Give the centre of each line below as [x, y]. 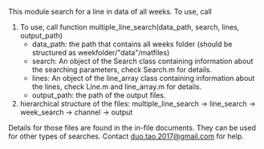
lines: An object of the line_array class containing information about [143, 78]
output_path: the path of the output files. [99, 95]
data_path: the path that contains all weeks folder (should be [132, 44]
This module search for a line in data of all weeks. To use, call [110, 12]
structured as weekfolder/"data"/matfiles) [101, 52]
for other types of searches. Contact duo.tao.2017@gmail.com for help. [126, 136]
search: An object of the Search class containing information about [142, 61]
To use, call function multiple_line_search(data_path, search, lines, [130, 27]
